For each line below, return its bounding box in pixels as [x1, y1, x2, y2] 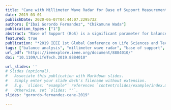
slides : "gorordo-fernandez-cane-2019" [5, 92, 90, 97]
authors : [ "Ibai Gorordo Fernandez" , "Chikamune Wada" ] [5, 21, 126, 27]
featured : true [5, 36, 38, 41]
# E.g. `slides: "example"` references [5, 83, 95, 88]
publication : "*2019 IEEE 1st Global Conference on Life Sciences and [5, 41, 158, 46]
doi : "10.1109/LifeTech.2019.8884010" [5, 54, 88, 60]
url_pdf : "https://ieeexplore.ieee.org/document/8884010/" [5, 50, 133, 55]
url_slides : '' [5, 64, 38, 69]
